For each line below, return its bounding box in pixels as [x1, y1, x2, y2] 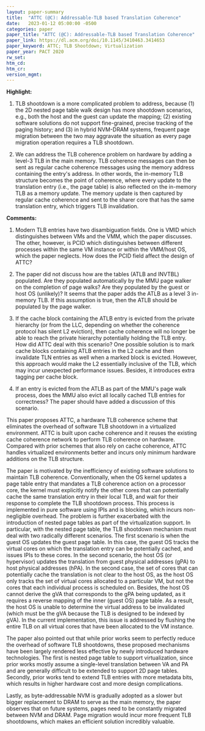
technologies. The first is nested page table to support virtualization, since [6, 654, 193, 661]
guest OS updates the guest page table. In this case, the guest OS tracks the [6, 539, 199, 546]
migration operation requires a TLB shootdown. [15, 139, 134, 147]
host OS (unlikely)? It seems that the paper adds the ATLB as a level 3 [15, 290, 190, 297]
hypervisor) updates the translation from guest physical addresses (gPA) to [6, 558, 195, 566]
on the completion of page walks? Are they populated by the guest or [15, 283, 190, 291]
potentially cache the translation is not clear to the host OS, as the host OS [6, 571, 193, 578]
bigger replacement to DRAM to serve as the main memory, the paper [6, 699, 181, 706]
